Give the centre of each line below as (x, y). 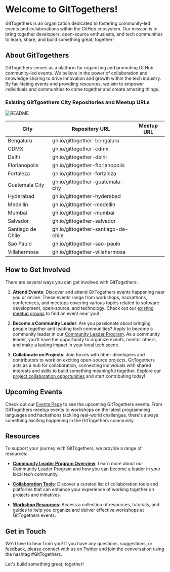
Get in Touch (26, 531)
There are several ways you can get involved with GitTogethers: (72, 282)
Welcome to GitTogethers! (61, 9)
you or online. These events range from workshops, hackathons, (80, 297)
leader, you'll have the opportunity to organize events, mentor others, (85, 339)
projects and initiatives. (37, 495)
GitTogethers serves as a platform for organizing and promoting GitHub (79, 67)
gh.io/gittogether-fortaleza (84, 174)
